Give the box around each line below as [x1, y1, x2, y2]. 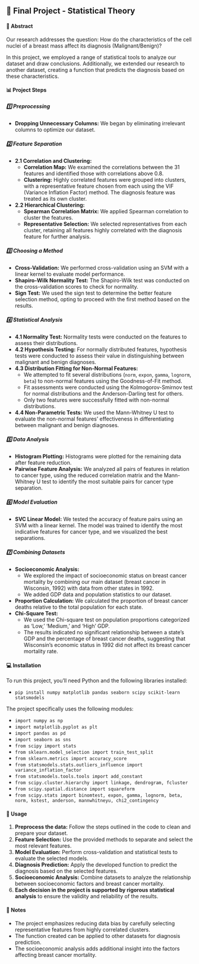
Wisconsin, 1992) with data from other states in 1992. [23, 584, 154, 592]
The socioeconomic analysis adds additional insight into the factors [14, 945, 180, 952]
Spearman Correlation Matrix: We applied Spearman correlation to [23, 208, 189, 215]
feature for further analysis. [23, 233, 91, 241]
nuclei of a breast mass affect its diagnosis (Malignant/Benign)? [6, 42, 162, 49]
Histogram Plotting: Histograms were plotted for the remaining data [14, 453, 181, 460]
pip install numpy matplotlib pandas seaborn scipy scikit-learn [14, 690, 180, 696]
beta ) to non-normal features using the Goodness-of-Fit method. [23, 378, 182, 385]
